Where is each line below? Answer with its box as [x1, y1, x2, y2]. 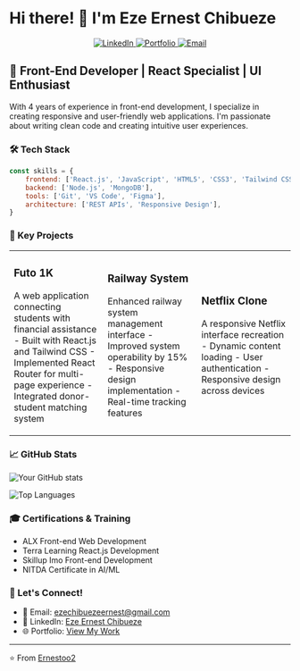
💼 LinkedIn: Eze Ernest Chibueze [21, 616, 143, 627]
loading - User [201, 350, 263, 363]
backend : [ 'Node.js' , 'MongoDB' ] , [25, 183, 154, 192]
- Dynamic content [201, 340, 281, 352]
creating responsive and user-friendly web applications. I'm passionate [9, 111, 271, 122]
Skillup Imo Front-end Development [21, 555, 154, 566]
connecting [13, 300, 62, 313]
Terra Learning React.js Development [21, 545, 160, 557]
